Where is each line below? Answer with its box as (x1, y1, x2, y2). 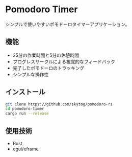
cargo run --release (5, 111, 49, 116)
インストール (5, 88, 46, 97)
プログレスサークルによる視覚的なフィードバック (12, 58, 116, 64)
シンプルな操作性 (12, 71, 49, 77)
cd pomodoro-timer (5, 106, 44, 111)
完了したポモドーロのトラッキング (12, 65, 85, 71)
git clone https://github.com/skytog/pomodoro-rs (5, 101, 113, 107)
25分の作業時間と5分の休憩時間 (12, 52, 79, 58)
